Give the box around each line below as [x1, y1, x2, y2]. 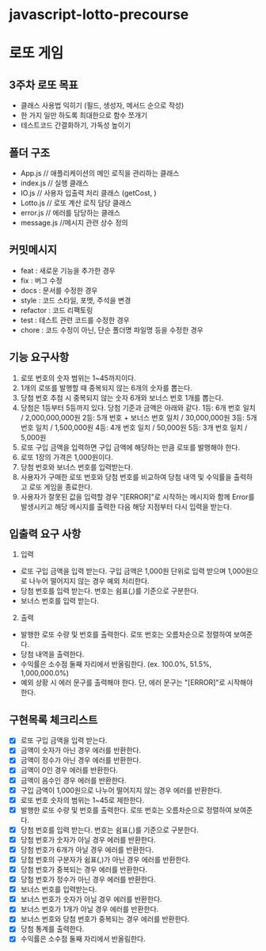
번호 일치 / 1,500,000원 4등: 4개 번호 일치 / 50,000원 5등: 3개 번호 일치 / [20, 422, 248, 432]
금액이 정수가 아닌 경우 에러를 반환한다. [20, 755, 142, 765]
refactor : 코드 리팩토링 [20, 305, 93, 314]
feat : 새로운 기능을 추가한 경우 [20, 265, 116, 275]
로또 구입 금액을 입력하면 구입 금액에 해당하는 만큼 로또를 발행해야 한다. [20, 442, 241, 452]
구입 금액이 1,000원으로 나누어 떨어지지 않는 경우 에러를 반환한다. [20, 786, 222, 795]
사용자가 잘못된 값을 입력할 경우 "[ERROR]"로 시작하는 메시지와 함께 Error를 [20, 492, 256, 501]
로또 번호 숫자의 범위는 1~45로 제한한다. [20, 795, 145, 805]
